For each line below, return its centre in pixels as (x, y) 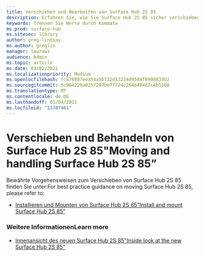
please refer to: (25, 193)
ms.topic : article (29, 62)
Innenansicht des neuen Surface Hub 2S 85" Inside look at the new (98, 240)
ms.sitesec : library (32, 35)
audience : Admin (27, 57)
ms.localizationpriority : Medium (49, 74)
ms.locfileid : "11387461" (39, 108)
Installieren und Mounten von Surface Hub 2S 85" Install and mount (99, 205)
